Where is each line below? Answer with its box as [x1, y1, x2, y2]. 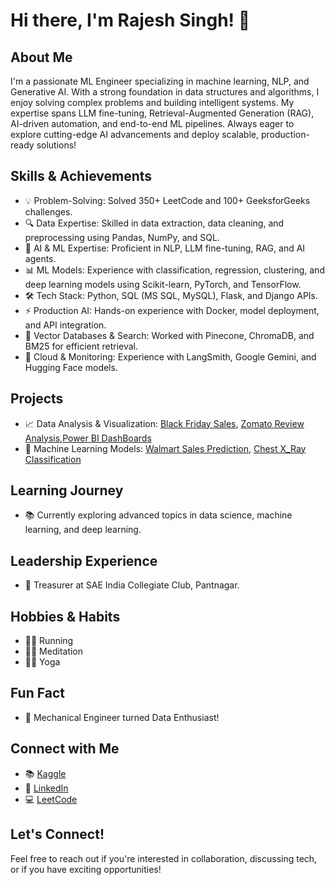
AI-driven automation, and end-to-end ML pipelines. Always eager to [10, 118, 295, 129]
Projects [10, 390, 64, 408]
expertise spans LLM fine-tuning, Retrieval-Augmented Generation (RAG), [10, 107, 315, 119]
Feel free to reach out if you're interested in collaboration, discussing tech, [10, 852, 318, 864]
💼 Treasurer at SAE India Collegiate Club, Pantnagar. [24, 579, 240, 591]
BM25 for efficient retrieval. [24, 340, 139, 352]
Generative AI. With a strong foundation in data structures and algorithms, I [10, 86, 320, 98]
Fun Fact [10, 685, 65, 702]
